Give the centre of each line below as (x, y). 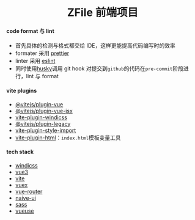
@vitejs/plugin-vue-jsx (44, 111)
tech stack (20, 152)
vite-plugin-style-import (46, 130)
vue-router (29, 191)
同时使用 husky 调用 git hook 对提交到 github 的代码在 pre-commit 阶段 (99, 68)
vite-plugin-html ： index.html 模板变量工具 (68, 137)
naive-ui (26, 198)
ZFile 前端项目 (103, 13)
